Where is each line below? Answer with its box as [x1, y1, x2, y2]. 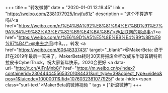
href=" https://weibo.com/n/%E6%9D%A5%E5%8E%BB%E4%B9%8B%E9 [5, 34, 161, 40]
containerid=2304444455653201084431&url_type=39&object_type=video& [5, 70, 162, 76]
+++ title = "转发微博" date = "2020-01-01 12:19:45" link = [5, 5, 125, 10]
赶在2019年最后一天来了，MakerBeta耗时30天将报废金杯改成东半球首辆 [5, 53, 153, 59]
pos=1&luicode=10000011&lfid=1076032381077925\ [5, 76, 112, 82]
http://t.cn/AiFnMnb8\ [15, 65, 60, 71]
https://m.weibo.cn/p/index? [76, 65, 135, 71]
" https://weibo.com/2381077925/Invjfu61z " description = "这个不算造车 [5, 11, 153, 17]
